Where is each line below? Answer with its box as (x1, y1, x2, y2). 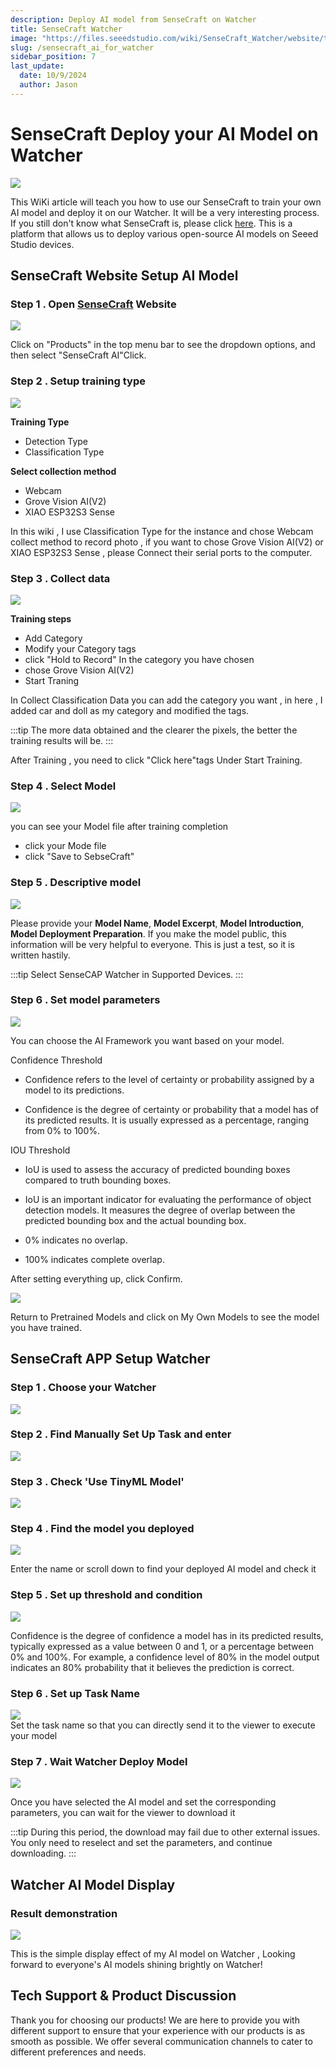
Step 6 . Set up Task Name (10, 1686, 140, 1700)
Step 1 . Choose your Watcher (10, 1381, 157, 1395)
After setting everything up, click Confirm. (10, 1272, 183, 1285)
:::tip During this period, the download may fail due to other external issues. (10, 1826, 321, 1838)
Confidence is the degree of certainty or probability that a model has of (24, 1103, 320, 1115)
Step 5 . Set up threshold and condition (10, 1588, 203, 1602)
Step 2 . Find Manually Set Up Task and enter (10, 1427, 232, 1441)
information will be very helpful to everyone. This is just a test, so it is (10, 938, 295, 950)
